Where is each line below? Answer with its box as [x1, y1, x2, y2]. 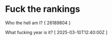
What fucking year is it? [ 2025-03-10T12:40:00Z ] [5, 29, 108, 35]
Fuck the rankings [5, 3, 80, 15]
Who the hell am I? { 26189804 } [5, 20, 71, 26]
